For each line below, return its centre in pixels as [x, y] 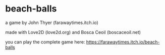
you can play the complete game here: [45, 42]
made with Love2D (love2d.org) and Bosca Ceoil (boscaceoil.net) [73, 32]
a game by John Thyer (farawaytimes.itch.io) [52, 22]
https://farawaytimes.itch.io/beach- [123, 42]
